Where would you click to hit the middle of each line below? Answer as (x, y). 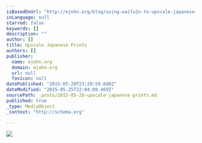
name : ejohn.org (32, 62)
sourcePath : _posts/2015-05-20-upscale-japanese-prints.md (82, 95)
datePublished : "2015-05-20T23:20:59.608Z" (62, 84)
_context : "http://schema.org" (45, 112)
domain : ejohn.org (35, 67)
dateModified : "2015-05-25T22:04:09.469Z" (60, 90)
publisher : (20, 56)
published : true (26, 101)
